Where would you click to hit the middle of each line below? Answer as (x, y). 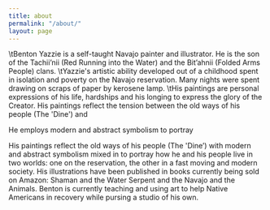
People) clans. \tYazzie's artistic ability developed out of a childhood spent (133, 71)
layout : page (30, 31)
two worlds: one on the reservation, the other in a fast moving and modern (133, 163)
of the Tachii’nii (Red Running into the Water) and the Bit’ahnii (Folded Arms (134, 62)
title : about (30, 16)
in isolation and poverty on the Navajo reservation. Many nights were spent (134, 80)
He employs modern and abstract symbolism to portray (101, 130)
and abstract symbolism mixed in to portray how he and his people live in (131, 154)
